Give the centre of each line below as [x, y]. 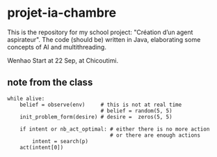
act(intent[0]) [42, 147]
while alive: [26, 98]
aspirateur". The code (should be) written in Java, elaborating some [104, 39]
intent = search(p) [61, 141]
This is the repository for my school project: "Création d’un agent [100, 32]
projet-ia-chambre [62, 13]
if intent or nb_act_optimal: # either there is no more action [115, 129]
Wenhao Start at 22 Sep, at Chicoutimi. [63, 60]
